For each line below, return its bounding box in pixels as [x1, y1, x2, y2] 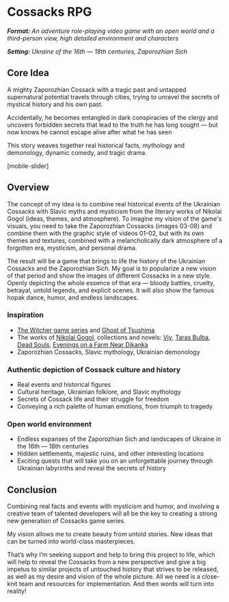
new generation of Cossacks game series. [7, 517, 126, 525]
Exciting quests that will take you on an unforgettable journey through [16, 457, 213, 465]
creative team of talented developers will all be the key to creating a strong [7, 509, 217, 518]
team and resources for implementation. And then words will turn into [18, 580, 214, 588]
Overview [7, 182, 50, 193]
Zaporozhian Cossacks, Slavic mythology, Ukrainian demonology [16, 348, 200, 356]
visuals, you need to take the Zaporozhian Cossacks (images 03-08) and [7, 221, 213, 230]
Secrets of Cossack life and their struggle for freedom [16, 395, 170, 403]
